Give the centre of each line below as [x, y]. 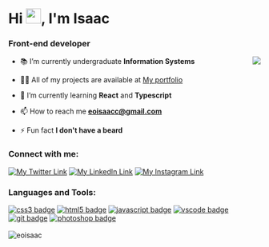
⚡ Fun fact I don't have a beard [71, 130]
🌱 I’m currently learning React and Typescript [96, 95]
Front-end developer [49, 44]
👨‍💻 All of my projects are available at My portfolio [101, 80]
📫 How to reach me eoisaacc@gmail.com [91, 111]
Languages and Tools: [52, 192]
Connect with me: [44, 154]
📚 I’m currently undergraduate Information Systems [107, 62]
